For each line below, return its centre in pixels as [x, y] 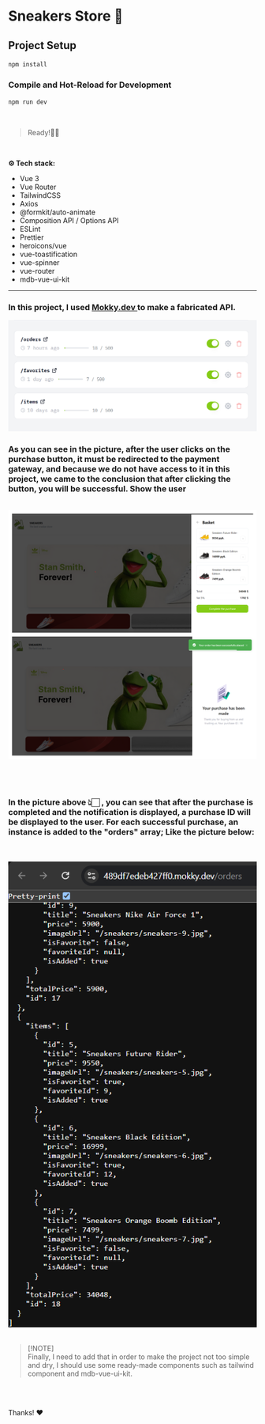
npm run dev [28, 102]
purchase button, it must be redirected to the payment [114, 459]
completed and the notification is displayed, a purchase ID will [129, 812]
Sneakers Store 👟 [66, 16]
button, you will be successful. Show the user [97, 488]
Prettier [32, 237]
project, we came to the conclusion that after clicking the [119, 479]
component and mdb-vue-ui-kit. [80, 1374]
